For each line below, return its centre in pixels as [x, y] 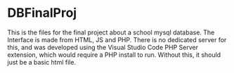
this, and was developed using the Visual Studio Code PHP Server [103, 47]
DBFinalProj [42, 13]
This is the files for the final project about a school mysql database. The [111, 32]
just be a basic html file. [41, 62]
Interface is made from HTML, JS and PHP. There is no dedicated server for [117, 39]
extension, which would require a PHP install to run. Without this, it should [114, 55]
